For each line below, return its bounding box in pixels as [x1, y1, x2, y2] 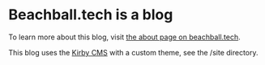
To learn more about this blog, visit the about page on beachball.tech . [8, 32, 241, 42]
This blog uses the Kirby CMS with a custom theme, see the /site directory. [8, 47, 259, 57]
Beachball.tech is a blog [8, 6, 173, 24]
